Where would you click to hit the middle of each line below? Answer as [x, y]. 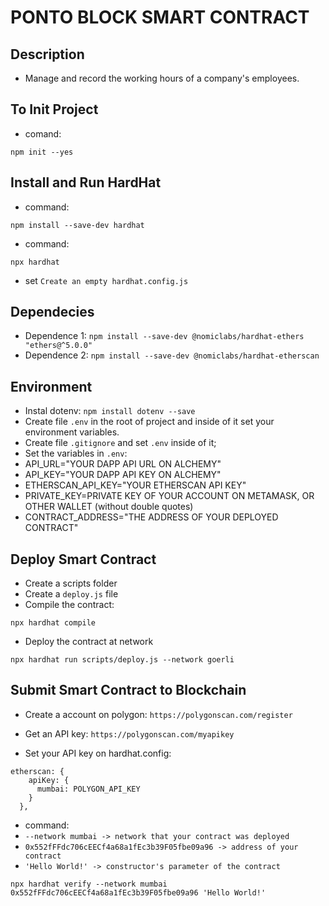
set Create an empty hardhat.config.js [106, 280]
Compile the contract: [69, 605]
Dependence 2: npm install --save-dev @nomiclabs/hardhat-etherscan [172, 355]
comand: [43, 133]
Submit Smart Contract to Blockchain [128, 690]
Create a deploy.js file [71, 594]
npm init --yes [42, 152]
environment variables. [72, 432]
